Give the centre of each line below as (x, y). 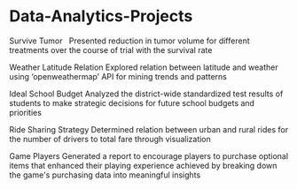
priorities (26, 112)
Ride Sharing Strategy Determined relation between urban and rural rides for (149, 129)
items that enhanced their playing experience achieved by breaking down (143, 165)
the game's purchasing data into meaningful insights (105, 175)
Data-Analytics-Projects (101, 16)
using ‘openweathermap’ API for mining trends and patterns (118, 76)
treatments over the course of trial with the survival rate (111, 49)
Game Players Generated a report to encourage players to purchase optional (149, 155)
